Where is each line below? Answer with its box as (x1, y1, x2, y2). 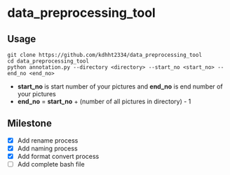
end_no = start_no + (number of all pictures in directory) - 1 (17, 97, 191, 105)
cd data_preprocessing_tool (7, 58, 90, 65)
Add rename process (17, 136, 79, 145)
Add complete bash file (17, 160, 86, 168)
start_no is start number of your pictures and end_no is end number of (17, 82, 223, 91)
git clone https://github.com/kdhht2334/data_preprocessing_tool (7, 51, 202, 58)
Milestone (7, 117, 53, 129)
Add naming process (17, 144, 79, 153)
